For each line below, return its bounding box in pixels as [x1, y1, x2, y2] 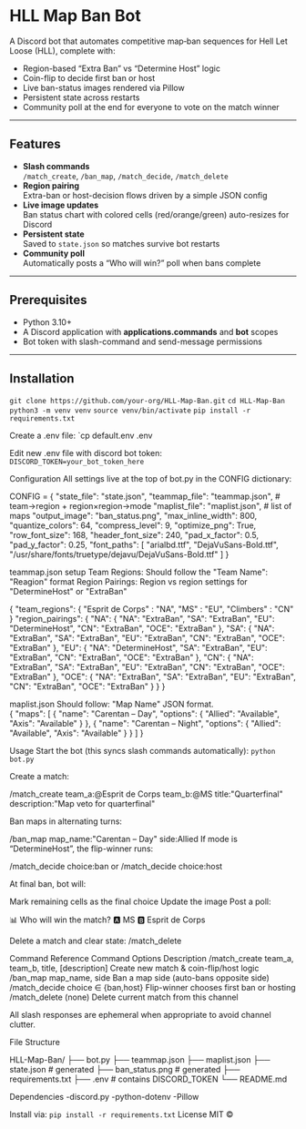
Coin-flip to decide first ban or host [22, 72, 156, 83]
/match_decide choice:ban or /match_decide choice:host [9, 861, 223, 872]
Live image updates [22, 199, 99, 210]
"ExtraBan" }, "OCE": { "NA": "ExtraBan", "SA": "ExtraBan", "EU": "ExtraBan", [9, 671, 296, 683]
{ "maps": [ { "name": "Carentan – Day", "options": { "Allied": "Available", [9, 708, 280, 719]
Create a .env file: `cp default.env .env [9, 430, 153, 442]
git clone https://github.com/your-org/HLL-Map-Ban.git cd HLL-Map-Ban [9, 397, 285, 406]
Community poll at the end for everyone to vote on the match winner [22, 101, 280, 112]
